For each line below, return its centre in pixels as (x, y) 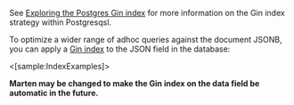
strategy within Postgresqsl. (61, 22)
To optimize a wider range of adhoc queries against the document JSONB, (146, 40)
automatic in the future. (54, 93)
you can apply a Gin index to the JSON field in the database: (120, 49)
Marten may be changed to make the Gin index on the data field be (135, 83)
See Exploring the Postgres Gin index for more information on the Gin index (147, 13)
